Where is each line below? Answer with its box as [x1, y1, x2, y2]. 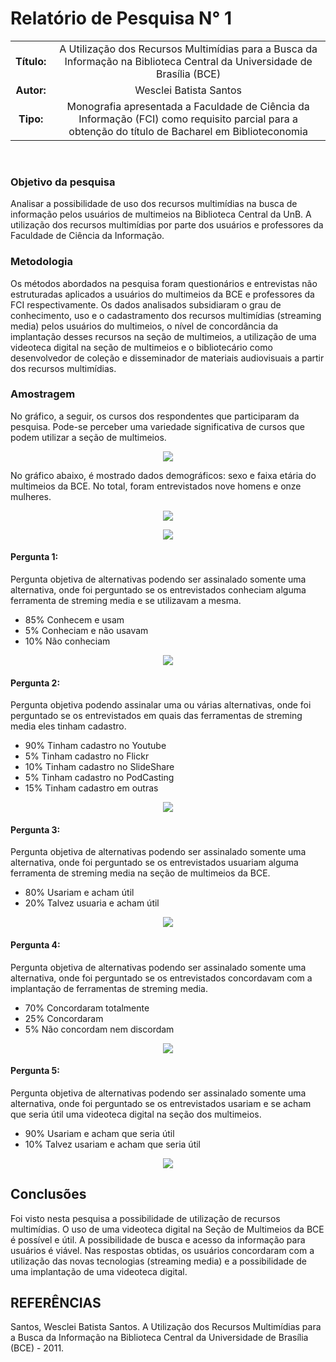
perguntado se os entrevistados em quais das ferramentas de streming [10, 710, 303, 722]
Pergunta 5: [10, 1065, 60, 1077]
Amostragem [10, 387, 76, 401]
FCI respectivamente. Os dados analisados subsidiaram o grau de [10, 298, 282, 311]
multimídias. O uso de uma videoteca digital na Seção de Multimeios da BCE [10, 1223, 325, 1235]
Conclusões [10, 1186, 87, 1203]
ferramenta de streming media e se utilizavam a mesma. [10, 595, 242, 607]
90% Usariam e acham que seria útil [24, 1127, 175, 1139]
